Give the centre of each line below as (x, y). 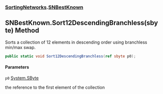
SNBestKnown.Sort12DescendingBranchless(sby (81, 23)
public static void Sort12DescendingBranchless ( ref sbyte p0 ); (71, 56)
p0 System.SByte (22, 78)
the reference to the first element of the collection (55, 87)
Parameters (17, 67)
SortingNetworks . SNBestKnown (44, 7)
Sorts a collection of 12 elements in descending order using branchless (76, 42)
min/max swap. (20, 47)
